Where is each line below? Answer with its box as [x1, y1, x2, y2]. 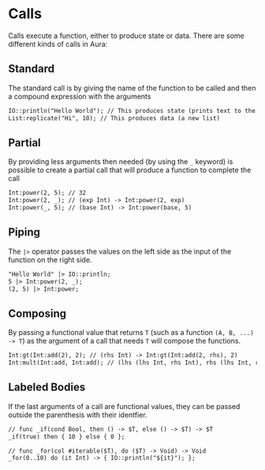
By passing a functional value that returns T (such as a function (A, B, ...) [8, 328, 254, 337]
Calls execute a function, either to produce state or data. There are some [8, 31, 244, 40]
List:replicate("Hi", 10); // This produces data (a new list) [8, 114, 221, 122]
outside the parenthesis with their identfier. [8, 410, 147, 419]
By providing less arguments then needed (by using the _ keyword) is [8, 157, 233, 167]
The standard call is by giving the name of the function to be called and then [8, 83, 256, 92]
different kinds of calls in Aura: [8, 39, 108, 48]
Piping [8, 226, 41, 239]
